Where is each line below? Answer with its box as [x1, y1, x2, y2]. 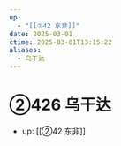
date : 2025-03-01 [9, 29, 73, 38]
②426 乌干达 [9, 95, 112, 115]
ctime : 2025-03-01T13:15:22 [9, 37, 113, 47]
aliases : [9, 46, 42, 55]
